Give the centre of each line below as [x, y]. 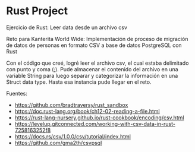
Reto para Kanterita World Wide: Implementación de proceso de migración [97, 39]
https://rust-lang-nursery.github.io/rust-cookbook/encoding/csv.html [99, 118]
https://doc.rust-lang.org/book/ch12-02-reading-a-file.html [87, 111]
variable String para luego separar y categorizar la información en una [92, 75]
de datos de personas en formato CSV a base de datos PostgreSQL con [94, 45]
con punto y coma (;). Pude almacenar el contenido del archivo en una [92, 69]
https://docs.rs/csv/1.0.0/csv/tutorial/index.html [73, 136]
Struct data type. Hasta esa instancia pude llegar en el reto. [79, 82]
